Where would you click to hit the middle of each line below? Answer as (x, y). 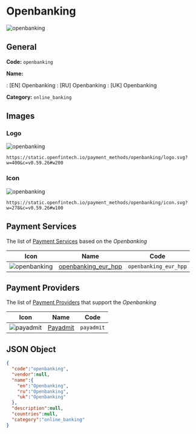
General (22, 47)
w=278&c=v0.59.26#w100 (35, 208)
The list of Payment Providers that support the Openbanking (81, 302)
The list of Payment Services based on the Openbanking (77, 241)
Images (21, 116)
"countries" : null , (35, 414)
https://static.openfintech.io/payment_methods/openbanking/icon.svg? (97, 202)
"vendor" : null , (31, 375)
